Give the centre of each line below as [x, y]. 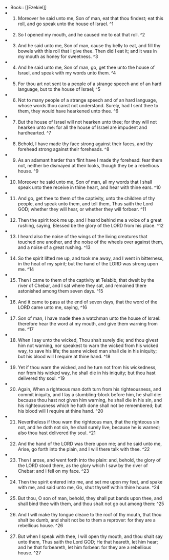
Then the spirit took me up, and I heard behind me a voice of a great [90, 220]
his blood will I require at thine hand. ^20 [60, 411]
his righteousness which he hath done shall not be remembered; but [90, 405]
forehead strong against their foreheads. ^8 [64, 149]
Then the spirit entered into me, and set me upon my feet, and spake [90, 482]
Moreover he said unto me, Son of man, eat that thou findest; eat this [91, 18]
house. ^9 [28, 171]
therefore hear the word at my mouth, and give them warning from [88, 324]
